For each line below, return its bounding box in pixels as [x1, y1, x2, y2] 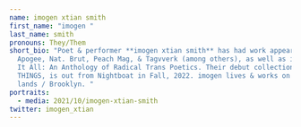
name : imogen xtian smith [9, 13, 106, 22]
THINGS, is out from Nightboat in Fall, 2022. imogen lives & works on [17, 72, 291, 80]
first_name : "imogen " [9, 21, 94, 30]
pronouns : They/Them [9, 38, 87, 47]
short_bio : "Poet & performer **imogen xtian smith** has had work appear [9, 47, 295, 55]
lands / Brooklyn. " [17, 80, 94, 89]
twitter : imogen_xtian [9, 105, 94, 114]
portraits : [9, 88, 50, 97]
